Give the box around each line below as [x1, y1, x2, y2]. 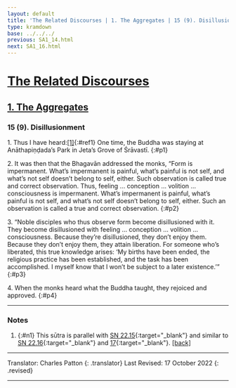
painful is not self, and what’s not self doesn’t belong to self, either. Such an [7, 196, 226, 205]
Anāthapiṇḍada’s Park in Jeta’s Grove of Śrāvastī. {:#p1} [7, 145, 169, 154]
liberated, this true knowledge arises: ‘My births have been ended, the [7, 247, 210, 256]
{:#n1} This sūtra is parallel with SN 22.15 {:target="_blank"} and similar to [17, 331, 229, 339]
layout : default [7, 10, 55, 18]
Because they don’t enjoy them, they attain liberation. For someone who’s [7, 240, 220, 248]
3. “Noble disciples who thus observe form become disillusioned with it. [7, 217, 215, 226]
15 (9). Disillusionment [7, 122, 86, 132]
